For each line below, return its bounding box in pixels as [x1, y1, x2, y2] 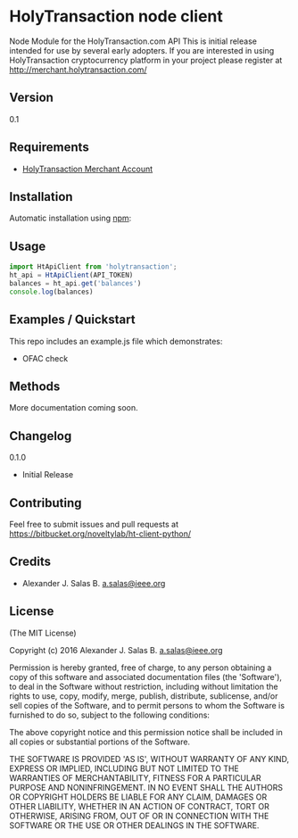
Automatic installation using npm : [9, 212, 132, 224]
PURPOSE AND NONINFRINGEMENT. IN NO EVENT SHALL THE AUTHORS [9, 782, 284, 792]
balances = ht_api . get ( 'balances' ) [9, 278, 142, 287]
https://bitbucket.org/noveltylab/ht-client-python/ [9, 528, 192, 539]
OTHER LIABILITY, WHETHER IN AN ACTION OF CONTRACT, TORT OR [9, 801, 269, 811]
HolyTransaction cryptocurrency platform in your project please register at [9, 54, 283, 65]
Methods [9, 378, 61, 394]
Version [9, 90, 54, 105]
